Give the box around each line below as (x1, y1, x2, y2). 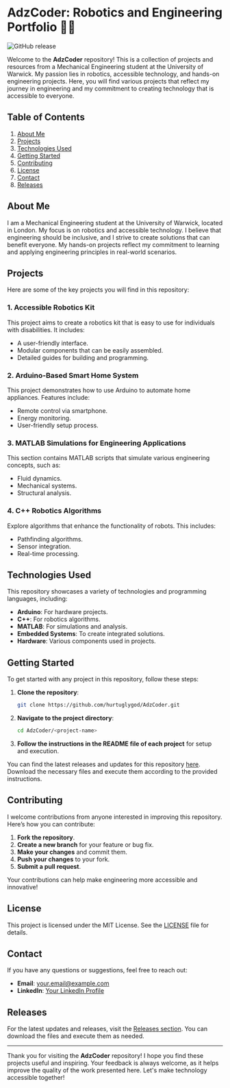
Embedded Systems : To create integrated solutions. (16, 630, 166, 638)
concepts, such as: (7, 461, 61, 470)
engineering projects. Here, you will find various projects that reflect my (7, 77, 210, 85)
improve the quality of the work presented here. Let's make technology (7, 1066, 207, 1074)
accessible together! (7, 1074, 65, 1082)
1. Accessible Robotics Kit (7, 303, 95, 312)
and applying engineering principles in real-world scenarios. (7, 248, 177, 256)
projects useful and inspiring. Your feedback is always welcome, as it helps (7, 1059, 219, 1067)
